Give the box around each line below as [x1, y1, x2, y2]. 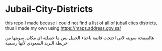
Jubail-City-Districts [5, 3, 93, 15]
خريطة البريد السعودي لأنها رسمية [5, 40, 68, 46]
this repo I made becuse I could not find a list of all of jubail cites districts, [5, 20, 157, 26]
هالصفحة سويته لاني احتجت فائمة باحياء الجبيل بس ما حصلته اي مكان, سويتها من [5, 35, 154, 41]
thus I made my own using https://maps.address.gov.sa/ [5, 25, 121, 31]
